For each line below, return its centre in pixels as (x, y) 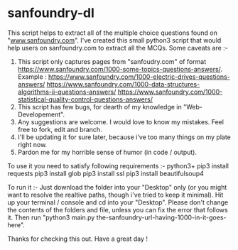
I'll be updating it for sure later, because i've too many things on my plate (124, 137)
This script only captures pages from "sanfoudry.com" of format (112, 61)
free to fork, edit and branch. (60, 129)
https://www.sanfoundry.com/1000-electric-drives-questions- (140, 77)
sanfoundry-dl (51, 13)
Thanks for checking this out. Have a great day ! (77, 239)
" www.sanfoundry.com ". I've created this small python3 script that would (114, 40)
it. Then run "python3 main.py (51, 217)
